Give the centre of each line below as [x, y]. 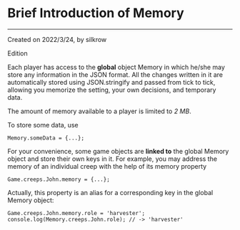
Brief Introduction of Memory [96, 13]
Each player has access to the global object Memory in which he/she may [116, 67]
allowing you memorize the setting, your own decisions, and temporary [112, 90]
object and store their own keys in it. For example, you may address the [112, 159]
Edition [18, 53]
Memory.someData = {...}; [46, 138]
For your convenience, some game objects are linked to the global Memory [118, 151]
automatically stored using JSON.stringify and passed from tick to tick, [111, 82]
